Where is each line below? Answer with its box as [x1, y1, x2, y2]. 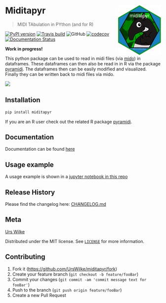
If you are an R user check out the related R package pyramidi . [5, 119, 132, 124]
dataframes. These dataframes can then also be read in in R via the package [5, 61, 161, 66]
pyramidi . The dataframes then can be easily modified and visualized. [5, 66, 147, 72]
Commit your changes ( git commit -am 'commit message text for [12, 276, 147, 282]
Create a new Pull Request [12, 292, 67, 298]
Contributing [5, 253, 45, 261]
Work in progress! [5, 46, 43, 52]
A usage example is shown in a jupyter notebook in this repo [5, 174, 128, 180]
